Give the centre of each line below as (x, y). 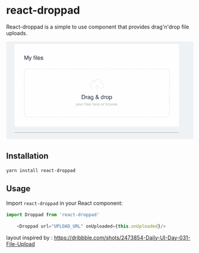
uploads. (17, 33)
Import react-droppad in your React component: (64, 203)
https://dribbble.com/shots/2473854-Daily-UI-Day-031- (122, 238)
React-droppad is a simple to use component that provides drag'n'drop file (98, 27)
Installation (27, 156)
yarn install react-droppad (41, 170)
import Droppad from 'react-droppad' (53, 214)
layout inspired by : (29, 238)
